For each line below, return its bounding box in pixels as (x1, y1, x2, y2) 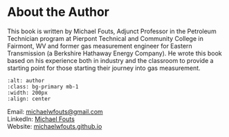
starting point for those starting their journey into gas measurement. (7, 64, 201, 72)
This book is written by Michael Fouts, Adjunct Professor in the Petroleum (7, 27, 217, 35)
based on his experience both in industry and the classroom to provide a (7, 56, 214, 64)
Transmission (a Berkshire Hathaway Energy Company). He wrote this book (7, 49, 223, 57)
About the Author (7, 4, 109, 20)
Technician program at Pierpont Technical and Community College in (7, 34, 204, 42)
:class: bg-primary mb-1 (7, 83, 79, 90)
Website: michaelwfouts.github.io (7, 122, 102, 130)
